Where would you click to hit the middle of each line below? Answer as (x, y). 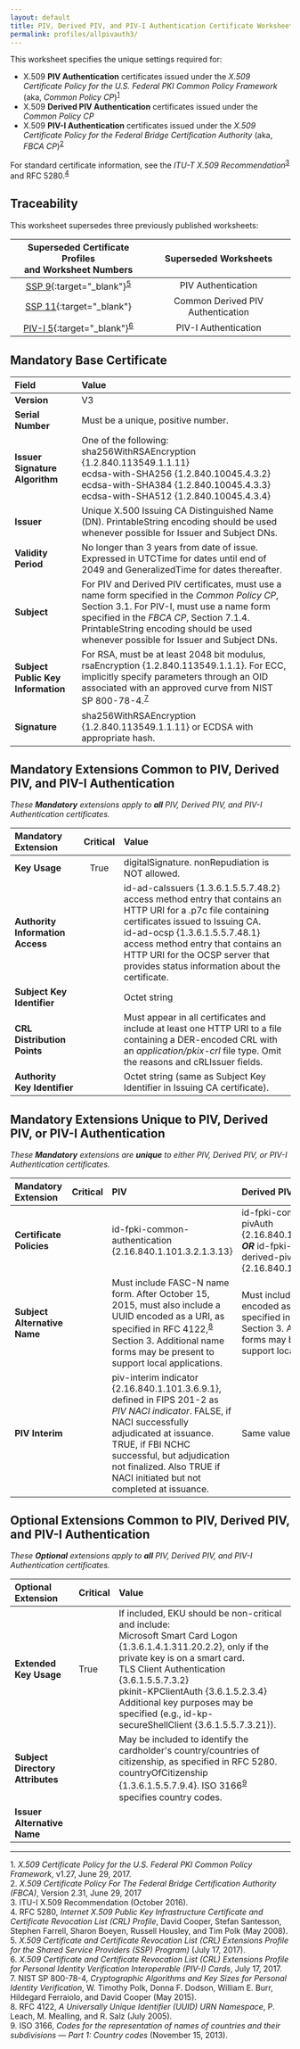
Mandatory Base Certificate (89, 360)
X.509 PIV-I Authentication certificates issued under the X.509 (139, 126)
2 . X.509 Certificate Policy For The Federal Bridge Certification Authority (143, 1883)
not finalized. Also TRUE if (166, 1467)
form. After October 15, (161, 1294)
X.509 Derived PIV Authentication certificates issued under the (140, 107)
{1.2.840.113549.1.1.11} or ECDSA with (167, 726)
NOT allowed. (152, 873)
